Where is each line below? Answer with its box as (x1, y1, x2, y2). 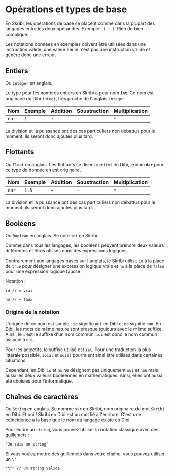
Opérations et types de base (5, 4, 127, 15)
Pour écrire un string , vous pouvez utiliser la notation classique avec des (5, 427, 159, 433)
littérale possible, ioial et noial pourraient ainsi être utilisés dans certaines (5, 352, 163, 358)
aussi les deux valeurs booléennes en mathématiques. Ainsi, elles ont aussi (5, 372, 162, 378)
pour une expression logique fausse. (5, 268, 82, 275)
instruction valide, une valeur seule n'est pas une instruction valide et (5, 46, 151, 52)
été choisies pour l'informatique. (5, 377, 73, 384)
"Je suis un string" (5, 442, 49, 447)
